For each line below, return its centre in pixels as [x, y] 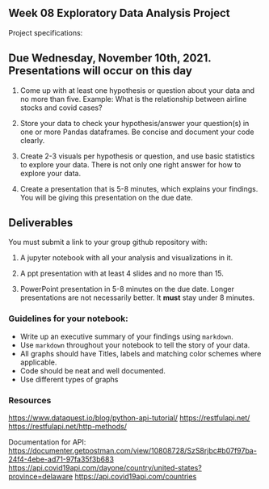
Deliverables [41, 223]
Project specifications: [46, 32]
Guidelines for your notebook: [68, 318]
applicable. [38, 362]
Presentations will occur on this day [100, 71]
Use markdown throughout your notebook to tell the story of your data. [135, 345]
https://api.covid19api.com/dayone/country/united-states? [105, 468]
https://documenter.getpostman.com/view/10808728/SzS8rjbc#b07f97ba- [132, 451]
